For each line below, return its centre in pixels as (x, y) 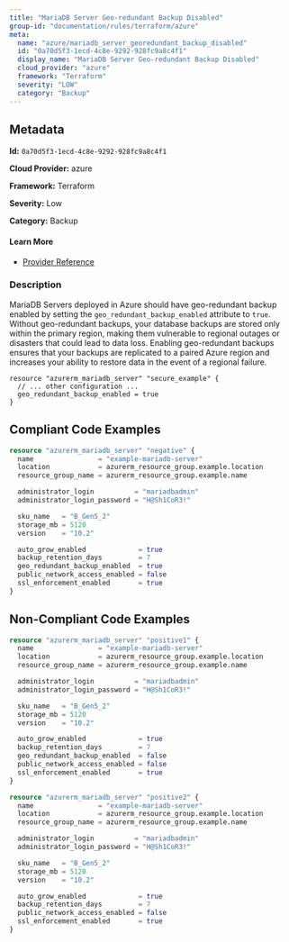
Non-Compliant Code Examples (100, 619)
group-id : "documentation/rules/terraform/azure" (104, 26)
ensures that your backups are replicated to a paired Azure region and (140, 352)
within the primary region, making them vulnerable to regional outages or (144, 333)
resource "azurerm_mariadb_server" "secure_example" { (114, 378)
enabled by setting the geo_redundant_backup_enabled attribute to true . (140, 314)
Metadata (37, 129)
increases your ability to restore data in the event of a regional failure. (138, 362)
